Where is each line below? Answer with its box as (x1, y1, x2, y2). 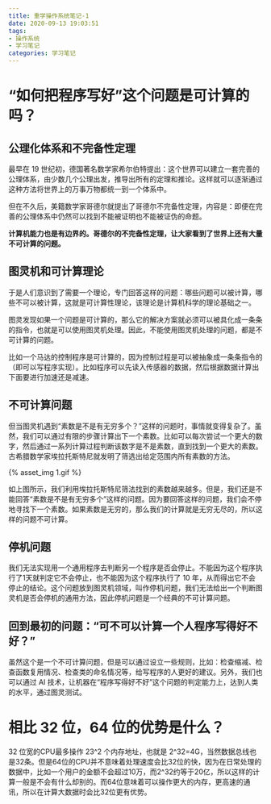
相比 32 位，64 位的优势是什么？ (8, 719, 225, 737)
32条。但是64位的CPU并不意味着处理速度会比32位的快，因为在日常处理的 (15, 757, 262, 767)
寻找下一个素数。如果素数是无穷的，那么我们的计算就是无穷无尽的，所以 (15, 504, 256, 514)
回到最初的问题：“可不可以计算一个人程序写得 (8, 619, 237, 633)
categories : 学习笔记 (8, 49, 77, 57)
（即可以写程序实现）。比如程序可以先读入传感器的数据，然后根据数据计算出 (8, 362, 260, 372)
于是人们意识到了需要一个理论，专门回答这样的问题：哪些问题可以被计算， (8, 287, 256, 297)
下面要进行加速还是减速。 (8, 372, 94, 381)
